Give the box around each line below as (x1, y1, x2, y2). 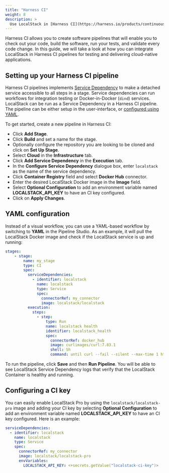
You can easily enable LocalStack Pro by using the (5, 399, 110, 406)
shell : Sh (50, 347, 71, 353)
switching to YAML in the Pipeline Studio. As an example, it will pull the (5, 228, 152, 234)
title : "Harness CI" (5, 7, 49, 13)
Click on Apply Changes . (12, 195, 65, 201)
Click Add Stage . (12, 131, 48, 137)
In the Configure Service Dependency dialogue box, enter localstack (12, 163, 158, 169)
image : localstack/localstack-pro (18, 454, 92, 459)
